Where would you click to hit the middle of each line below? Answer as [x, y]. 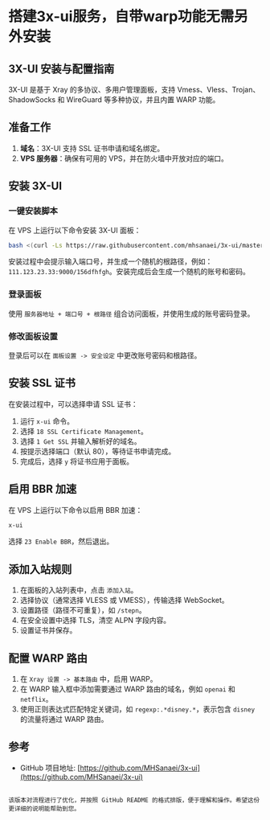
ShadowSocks [32, 100]
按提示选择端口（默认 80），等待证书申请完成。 [98, 451]
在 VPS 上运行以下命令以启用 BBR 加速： [76, 510]
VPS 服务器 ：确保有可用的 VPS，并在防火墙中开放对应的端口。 [124, 158]
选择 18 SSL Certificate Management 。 [84, 431]
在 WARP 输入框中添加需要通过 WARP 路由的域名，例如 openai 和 [127, 689]
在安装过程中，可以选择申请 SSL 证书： [73, 404]
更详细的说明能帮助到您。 [44, 809]
